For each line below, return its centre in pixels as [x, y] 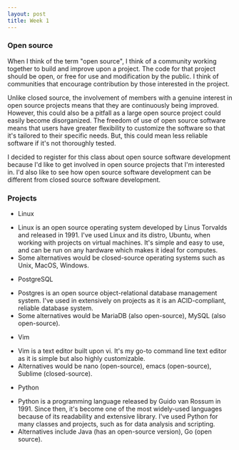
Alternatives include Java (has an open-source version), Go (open [115, 431]
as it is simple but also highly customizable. [81, 359]
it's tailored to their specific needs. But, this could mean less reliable [108, 135]
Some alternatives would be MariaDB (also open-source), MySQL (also [122, 316]
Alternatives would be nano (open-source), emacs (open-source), [115, 366]
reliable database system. [56, 308]
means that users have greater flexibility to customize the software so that [117, 128]
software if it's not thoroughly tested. [62, 143]
